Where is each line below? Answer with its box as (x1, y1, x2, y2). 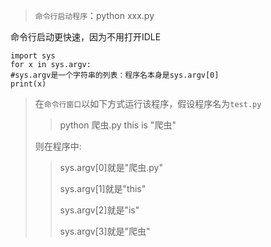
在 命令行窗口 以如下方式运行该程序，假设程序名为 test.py (34, 98, 262, 109)
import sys (10, 51, 56, 61)
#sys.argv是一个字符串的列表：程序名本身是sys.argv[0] (10, 70, 220, 80)
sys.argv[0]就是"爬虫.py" (59, 162, 163, 173)
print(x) (10, 79, 47, 89)
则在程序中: (34, 140, 82, 152)
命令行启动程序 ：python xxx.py (34, 10, 155, 21)
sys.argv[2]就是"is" (59, 204, 140, 216)
